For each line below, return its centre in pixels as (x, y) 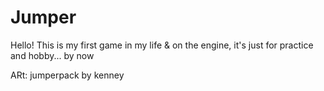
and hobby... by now (52, 55)
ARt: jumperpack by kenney (67, 75)
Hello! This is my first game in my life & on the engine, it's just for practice (162, 45)
